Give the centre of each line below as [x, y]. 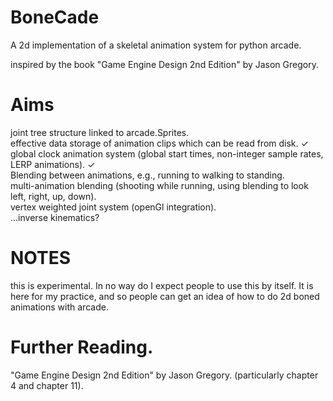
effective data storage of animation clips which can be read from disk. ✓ [159, 143]
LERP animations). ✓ [53, 164]
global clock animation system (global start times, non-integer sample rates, [167, 153]
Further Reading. [82, 347]
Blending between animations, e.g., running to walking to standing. [147, 175]
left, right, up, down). [53, 196]
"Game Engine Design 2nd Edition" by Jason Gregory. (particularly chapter [164, 375]
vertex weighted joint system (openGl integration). [113, 207]
